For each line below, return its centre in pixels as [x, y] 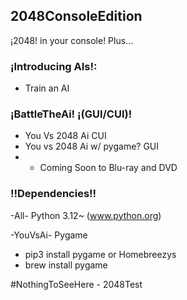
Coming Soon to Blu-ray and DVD [108, 168]
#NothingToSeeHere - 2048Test [76, 284]
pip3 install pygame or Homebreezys [100, 254]
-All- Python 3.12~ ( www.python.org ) [86, 215]
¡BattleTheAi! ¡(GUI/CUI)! [71, 114]
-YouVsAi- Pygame [49, 235]
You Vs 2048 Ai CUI [65, 136]
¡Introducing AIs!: [54, 66]
